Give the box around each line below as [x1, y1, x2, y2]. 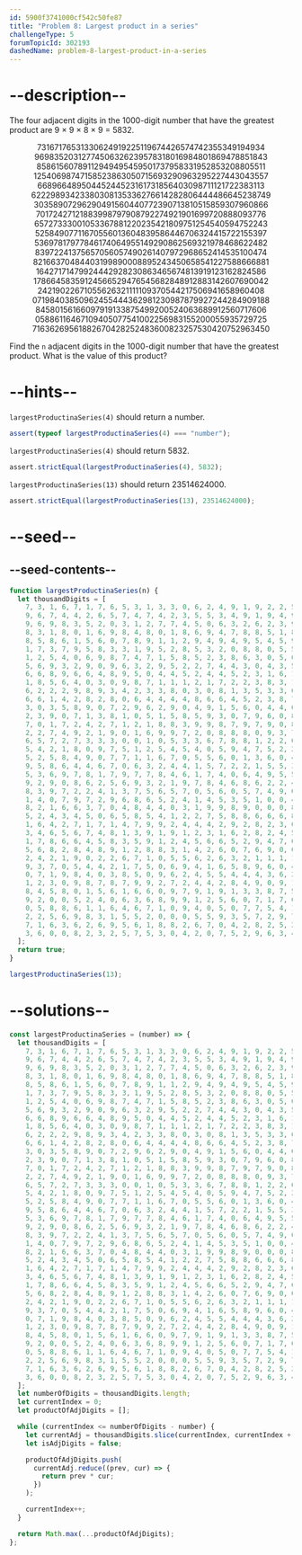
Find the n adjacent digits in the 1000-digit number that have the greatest [9, 341, 280, 351]
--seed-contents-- [9, 563, 117, 578]
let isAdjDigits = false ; [25, 1439, 123, 1448]
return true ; [17, 946, 67, 955]
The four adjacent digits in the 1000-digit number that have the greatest [9, 115, 274, 126]
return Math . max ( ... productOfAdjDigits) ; [17, 1529, 175, 1538]
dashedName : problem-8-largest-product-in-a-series [9, 47, 207, 56]
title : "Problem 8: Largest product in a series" [9, 22, 200, 31]
